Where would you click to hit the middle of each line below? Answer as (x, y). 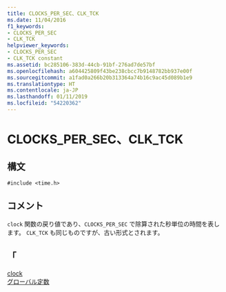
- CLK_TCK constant (35, 59)
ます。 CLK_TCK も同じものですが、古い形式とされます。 (85, 232)
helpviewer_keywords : (38, 45)
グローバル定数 (28, 281)
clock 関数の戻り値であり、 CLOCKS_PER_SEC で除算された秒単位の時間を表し (114, 224)
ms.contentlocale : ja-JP (43, 90)
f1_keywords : (26, 26)
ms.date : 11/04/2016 (37, 20)
